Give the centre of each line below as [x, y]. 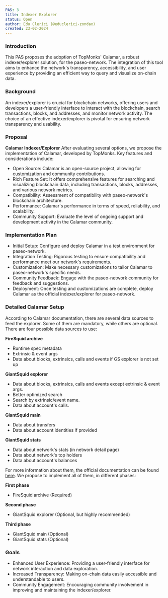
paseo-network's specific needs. [47, 273]
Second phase [21, 504]
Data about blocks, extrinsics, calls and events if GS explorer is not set [86, 359]
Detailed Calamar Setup [35, 307]
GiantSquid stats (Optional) [40, 539]
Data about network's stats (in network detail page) [66, 450]
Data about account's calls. [41, 405]
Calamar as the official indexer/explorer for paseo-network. [74, 294]
